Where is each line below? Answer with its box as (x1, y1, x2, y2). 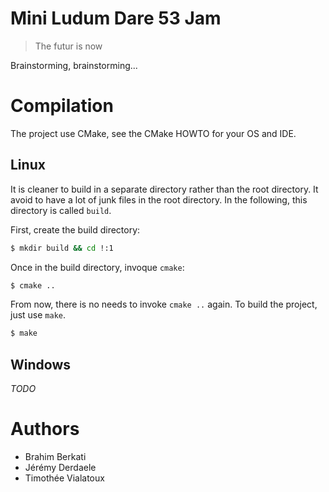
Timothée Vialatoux (24, 472, 105, 484)
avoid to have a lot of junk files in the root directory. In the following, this (10, 193, 308, 206)
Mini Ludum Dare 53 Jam (10, 7, 222, 30)
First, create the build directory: (10, 223, 141, 236)
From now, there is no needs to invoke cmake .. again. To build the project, (10, 298, 318, 311)
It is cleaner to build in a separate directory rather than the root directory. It (10, 183, 319, 195)
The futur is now (34, 40, 103, 52)
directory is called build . (10, 204, 112, 216)
